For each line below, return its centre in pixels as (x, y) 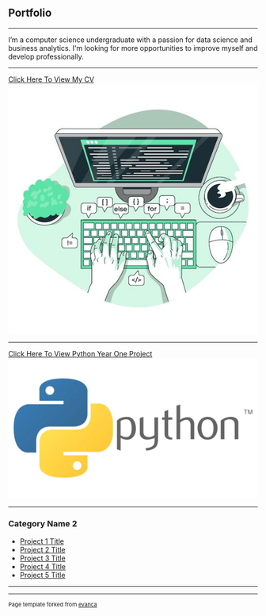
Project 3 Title (42, 558)
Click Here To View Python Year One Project (80, 353)
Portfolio (30, 13)
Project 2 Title (42, 549)
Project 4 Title (42, 566)
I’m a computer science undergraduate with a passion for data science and (131, 40)
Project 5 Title (42, 575)
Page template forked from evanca (53, 604)
